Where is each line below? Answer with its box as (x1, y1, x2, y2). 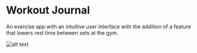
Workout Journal (6, 4, 90, 17)
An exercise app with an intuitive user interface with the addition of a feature (6, 23, 191, 30)
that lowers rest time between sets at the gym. (6, 29, 119, 36)
